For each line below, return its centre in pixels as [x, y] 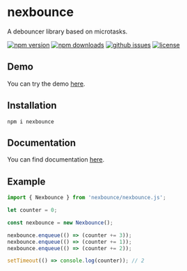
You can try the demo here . [46, 84]
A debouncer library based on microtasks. [67, 31]
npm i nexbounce [31, 122]
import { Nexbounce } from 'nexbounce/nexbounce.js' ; [87, 198]
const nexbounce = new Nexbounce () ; [60, 223]
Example [26, 181]
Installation [32, 106]
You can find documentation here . [56, 160]
